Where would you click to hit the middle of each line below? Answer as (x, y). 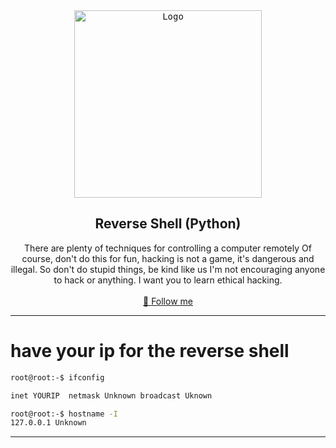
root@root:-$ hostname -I (64, 414)
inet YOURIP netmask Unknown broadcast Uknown (111, 395)
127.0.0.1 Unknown (48, 423)
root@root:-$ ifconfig (57, 377)
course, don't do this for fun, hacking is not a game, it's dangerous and (168, 258)
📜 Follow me (168, 301)
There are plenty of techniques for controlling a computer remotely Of (168, 248)
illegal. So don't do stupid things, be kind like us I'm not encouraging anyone (168, 269)
